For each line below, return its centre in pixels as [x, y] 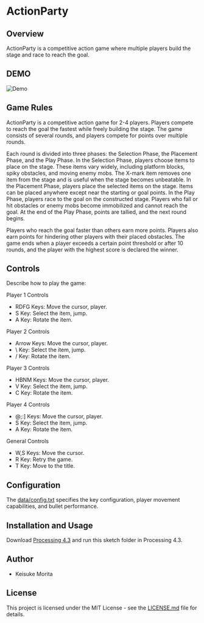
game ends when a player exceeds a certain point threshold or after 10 [95, 243]
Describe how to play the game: [46, 283]
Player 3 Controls [28, 368]
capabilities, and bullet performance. [52, 506]
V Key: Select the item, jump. [51, 386]
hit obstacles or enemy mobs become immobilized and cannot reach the [97, 205]
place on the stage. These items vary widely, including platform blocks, [96, 166]
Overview [25, 34]
